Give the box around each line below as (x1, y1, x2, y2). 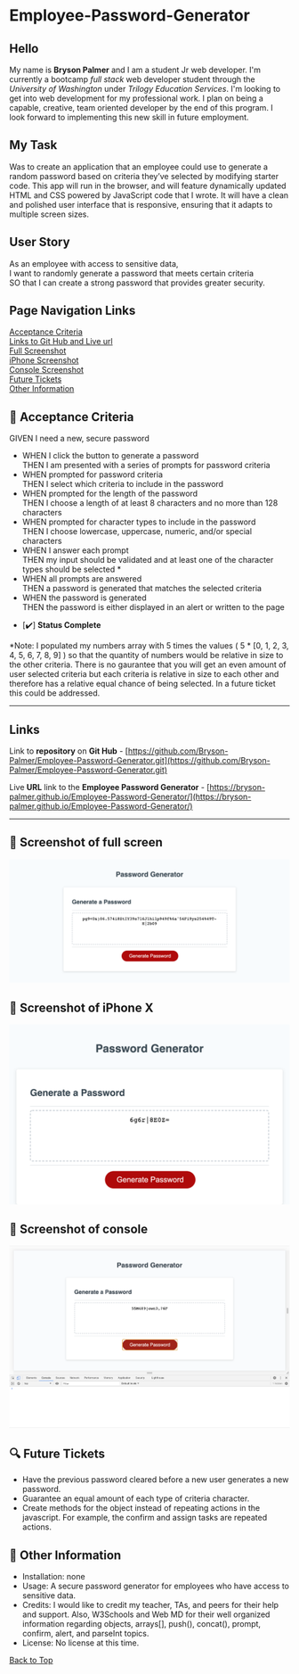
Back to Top (9, 1655, 53, 1666)
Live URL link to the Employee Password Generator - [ (9, 782, 210, 793)
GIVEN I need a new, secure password (9, 433, 149, 444)
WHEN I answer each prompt (21, 545, 129, 556)
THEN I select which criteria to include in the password (21, 479, 224, 490)
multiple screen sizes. (9, 209, 90, 219)
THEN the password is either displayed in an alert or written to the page (21, 602, 285, 613)
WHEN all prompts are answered (21, 573, 142, 584)
